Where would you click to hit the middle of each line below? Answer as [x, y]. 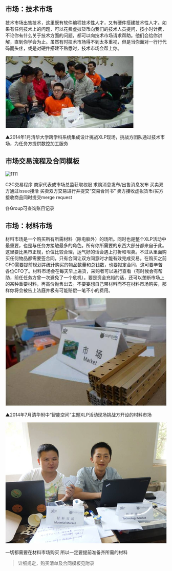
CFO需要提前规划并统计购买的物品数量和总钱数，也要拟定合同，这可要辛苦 [84, 265]
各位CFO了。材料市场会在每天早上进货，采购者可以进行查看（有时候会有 [82, 271]
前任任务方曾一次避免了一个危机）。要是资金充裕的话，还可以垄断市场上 [89, 278]
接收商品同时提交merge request [39, 197]
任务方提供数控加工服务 [43, 143]
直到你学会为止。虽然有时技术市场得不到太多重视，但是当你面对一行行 [88, 42]
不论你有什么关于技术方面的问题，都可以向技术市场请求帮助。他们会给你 [81, 35]
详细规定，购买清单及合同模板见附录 [56, 563]
